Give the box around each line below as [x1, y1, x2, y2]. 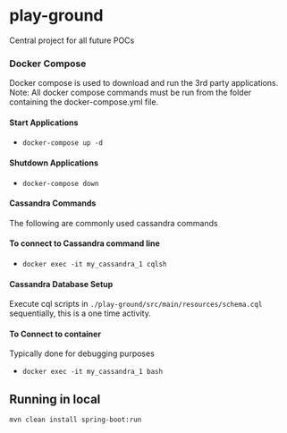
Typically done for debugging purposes [9, 348, 155, 359]
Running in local [9, 391, 101, 407]
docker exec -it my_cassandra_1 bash [21, 368, 164, 377]
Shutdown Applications [9, 157, 98, 168]
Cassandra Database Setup [9, 278, 114, 289]
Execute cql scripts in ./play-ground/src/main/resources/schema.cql [9, 299, 263, 310]
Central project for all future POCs [9, 35, 135, 46]
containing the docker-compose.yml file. [9, 97, 159, 107]
